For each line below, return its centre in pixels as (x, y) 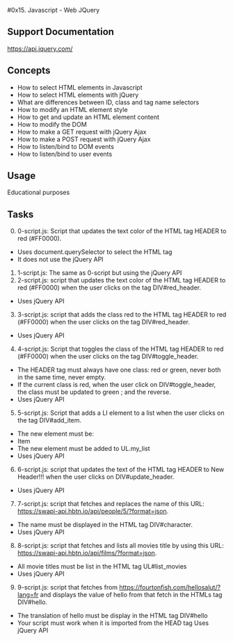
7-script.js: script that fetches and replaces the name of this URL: (111, 504)
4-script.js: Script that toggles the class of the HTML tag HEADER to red (120, 349)
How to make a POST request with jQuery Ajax (84, 139)
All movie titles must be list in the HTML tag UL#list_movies (102, 567)
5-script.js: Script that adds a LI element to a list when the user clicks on (121, 413)
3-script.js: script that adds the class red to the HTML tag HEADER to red (122, 315)
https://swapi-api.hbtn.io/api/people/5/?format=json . (93, 512)
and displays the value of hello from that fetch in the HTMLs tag (131, 595)
